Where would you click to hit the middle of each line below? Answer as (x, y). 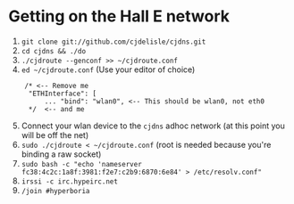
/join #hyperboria (55, 191)
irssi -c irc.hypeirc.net (69, 181)
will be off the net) (55, 135)
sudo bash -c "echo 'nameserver (81, 164)
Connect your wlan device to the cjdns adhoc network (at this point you (153, 126)
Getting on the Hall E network (119, 16)
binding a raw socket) (61, 154)
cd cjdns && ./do (54, 51)
